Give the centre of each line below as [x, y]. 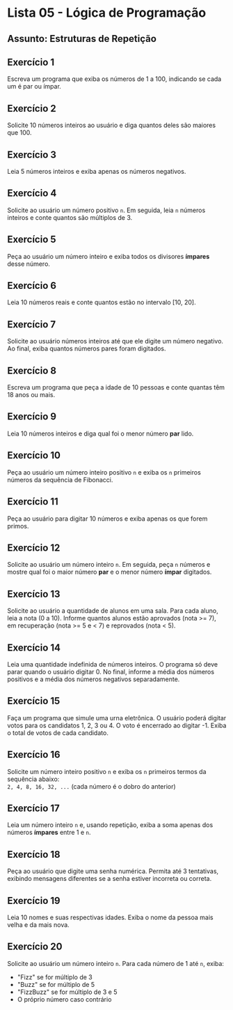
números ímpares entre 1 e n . [49, 833]
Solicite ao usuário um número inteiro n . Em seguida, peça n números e [109, 565]
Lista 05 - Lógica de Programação [107, 13]
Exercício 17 [34, 808]
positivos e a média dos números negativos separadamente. [94, 679]
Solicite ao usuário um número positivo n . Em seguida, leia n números [106, 210]
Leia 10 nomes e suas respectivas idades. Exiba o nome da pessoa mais [110, 918]
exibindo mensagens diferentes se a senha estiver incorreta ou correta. [110, 879]
